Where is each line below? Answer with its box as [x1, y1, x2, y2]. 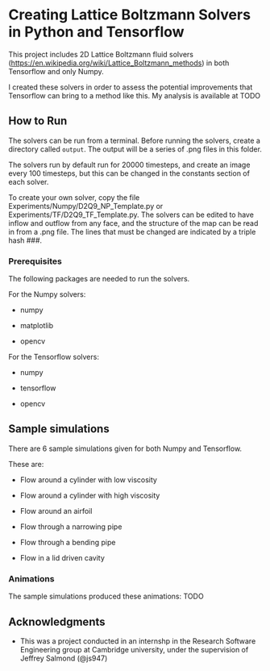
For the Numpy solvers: [8, 290, 86, 299]
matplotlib [19, 321, 54, 331]
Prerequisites [8, 256, 62, 267]
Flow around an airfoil [19, 506, 93, 515]
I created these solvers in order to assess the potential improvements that [8, 82, 253, 92]
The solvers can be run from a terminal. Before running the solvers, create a [8, 135, 260, 145]
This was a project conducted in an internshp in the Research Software [19, 636, 256, 646]
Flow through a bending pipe [19, 537, 116, 547]
